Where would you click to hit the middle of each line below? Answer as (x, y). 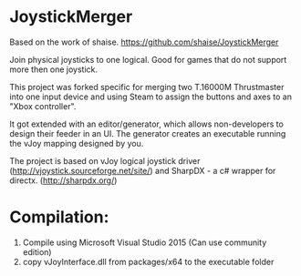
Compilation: (59, 217)
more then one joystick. (54, 69)
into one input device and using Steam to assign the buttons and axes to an (150, 97)
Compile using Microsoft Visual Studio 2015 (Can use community (145, 242)
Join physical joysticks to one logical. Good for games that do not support (148, 59)
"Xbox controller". (43, 106)
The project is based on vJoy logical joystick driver (105, 160)
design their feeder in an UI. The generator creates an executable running (148, 133)
